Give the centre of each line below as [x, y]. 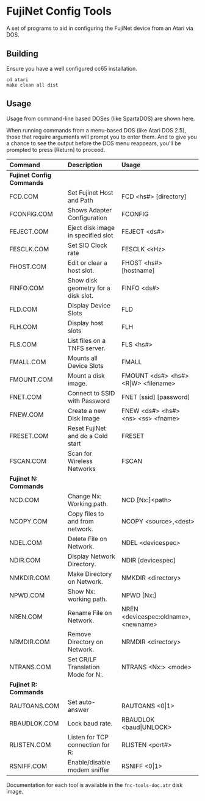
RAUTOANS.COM [34, 706]
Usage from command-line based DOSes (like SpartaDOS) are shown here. [101, 118]
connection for [89, 744]
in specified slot [91, 235]
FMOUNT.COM [31, 379]
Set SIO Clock [88, 245]
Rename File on [90, 612]
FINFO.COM [27, 288]
